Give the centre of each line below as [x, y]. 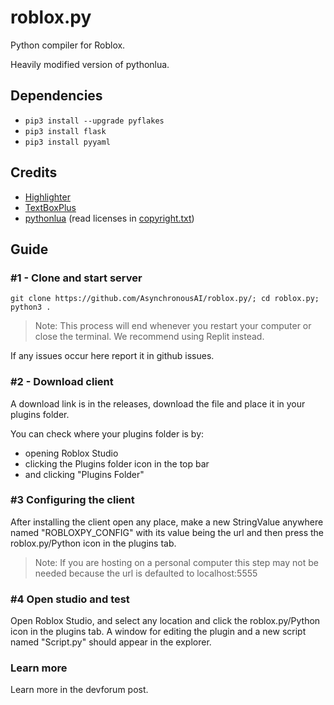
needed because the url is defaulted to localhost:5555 [146, 573]
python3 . [31, 307]
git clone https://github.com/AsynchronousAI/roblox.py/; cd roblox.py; [165, 299]
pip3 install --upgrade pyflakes [94, 121]
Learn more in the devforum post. [79, 690]
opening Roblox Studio [71, 453]
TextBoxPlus [50, 207]
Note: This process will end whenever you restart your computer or [173, 326]
